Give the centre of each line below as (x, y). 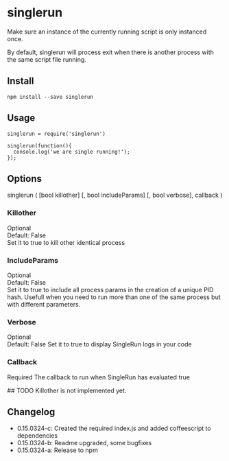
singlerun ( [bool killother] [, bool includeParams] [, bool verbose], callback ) (115, 195)
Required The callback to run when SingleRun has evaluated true (99, 377)
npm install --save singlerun (50, 97)
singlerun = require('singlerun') (57, 134)
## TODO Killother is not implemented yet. (67, 390)
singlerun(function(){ (39, 145)
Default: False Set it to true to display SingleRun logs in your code (99, 344)
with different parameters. (44, 304)
